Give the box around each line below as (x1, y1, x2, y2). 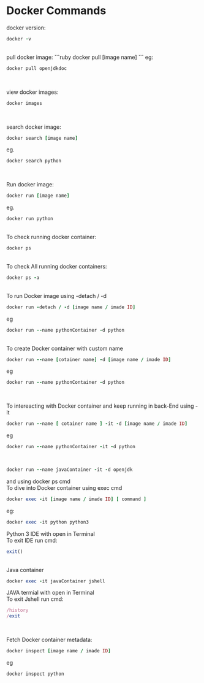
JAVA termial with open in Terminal (6, 589, 95, 597)
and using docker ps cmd (6, 478, 70, 485)
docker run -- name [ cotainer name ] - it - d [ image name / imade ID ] (6, 421, 188, 427)
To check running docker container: (6, 234, 97, 241)
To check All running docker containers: (6, 262, 107, 270)
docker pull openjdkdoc (6, 65, 67, 71)
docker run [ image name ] (6, 193, 70, 199)
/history (6, 608, 29, 614)
